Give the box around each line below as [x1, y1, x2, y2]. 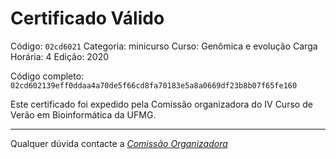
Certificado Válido [10, 7, 165, 30]
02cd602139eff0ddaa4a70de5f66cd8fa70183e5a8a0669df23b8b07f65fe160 [10, 80, 298, 91]
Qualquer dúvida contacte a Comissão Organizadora [10, 137, 228, 149]
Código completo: [10, 70, 85, 82]
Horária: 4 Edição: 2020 [10, 50, 110, 62]
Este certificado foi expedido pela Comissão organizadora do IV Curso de [10, 98, 313, 110]
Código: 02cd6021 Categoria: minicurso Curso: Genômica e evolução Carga [10, 40, 318, 52]
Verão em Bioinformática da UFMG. [10, 108, 157, 121]
